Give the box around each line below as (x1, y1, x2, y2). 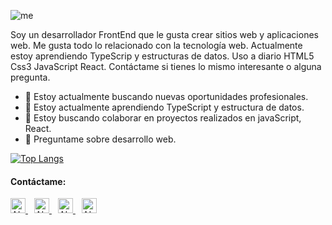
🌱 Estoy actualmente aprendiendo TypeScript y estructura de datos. (24, 101, 305, 113)
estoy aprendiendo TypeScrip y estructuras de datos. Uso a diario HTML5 (10, 50, 315, 62)
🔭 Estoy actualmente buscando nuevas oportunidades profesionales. (24, 91, 309, 102)
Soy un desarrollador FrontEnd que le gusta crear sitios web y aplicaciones (10, 29, 319, 40)
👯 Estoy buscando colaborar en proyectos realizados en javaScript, (24, 112, 302, 124)
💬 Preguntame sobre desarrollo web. (24, 133, 177, 145)
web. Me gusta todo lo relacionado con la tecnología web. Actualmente (10, 40, 303, 51)
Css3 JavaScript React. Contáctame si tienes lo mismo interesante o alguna (10, 61, 322, 72)
